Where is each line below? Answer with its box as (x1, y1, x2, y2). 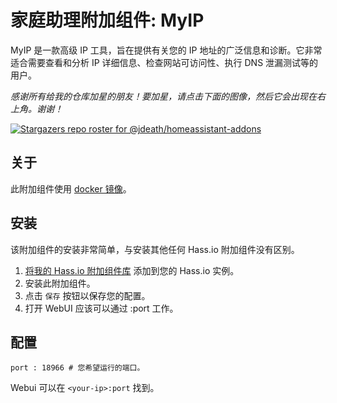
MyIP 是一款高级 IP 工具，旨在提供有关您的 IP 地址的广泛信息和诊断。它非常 (10, 44, 323, 56)
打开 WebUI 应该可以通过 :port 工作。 (24, 302, 179, 314)
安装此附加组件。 (24, 277, 96, 289)
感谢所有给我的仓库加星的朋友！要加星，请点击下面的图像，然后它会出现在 (10, 90, 317, 102)
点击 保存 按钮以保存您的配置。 (24, 289, 151, 301)
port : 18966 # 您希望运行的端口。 (10, 363, 145, 373)
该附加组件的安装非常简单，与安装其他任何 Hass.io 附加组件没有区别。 (10, 243, 300, 255)
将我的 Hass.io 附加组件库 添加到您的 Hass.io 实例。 (24, 264, 240, 276)
